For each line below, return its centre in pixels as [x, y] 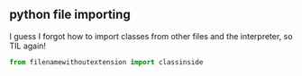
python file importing [70, 15]
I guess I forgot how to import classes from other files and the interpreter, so [151, 36]
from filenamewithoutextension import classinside [106, 62]
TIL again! [28, 46]
